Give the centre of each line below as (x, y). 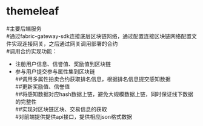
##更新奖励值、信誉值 (42, 86)
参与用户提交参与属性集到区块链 (55, 71)
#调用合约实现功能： (32, 51)
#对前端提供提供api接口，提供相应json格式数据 (73, 116)
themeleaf (33, 11)
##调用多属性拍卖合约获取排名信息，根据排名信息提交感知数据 (93, 79)
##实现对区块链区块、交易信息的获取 (61, 109)
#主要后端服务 (24, 28)
